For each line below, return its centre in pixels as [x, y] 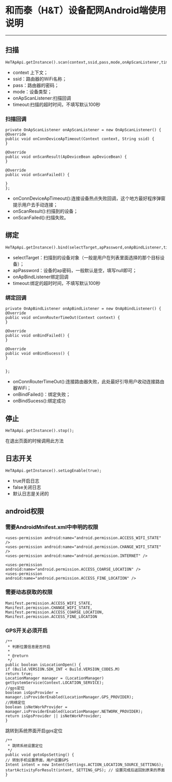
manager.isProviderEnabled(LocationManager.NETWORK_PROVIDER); [74, 712]
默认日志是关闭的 [31, 493]
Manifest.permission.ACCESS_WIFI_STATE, [49, 603]
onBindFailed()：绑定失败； [41, 395]
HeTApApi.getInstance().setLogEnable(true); [53, 470]
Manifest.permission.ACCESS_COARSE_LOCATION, [55, 612]
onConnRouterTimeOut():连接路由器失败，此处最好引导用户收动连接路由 [89, 382]
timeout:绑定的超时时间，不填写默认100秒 [57, 283]
